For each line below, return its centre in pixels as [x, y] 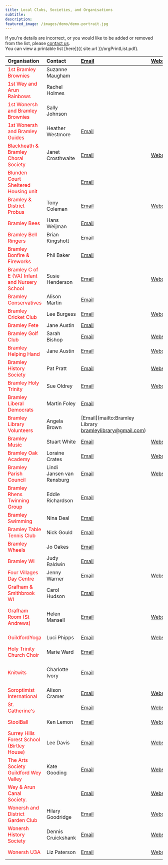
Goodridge [59, 817]
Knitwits [17, 673]
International [22, 696]
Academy [19, 460]
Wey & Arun [21, 787]
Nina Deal [58, 518]
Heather [56, 128]
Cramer [55, 696]
